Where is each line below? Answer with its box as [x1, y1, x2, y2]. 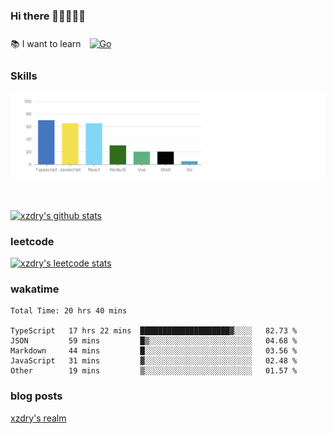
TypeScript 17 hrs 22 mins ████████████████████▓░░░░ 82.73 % [10, 326, 298, 336]
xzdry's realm [10, 412, 67, 424]
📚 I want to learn [10, 38, 82, 50]
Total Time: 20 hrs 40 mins [10, 306, 128, 316]
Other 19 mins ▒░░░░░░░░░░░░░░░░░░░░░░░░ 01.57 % [10, 366, 298, 376]
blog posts [10, 389, 63, 403]
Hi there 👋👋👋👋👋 [10, 9, 87, 23]
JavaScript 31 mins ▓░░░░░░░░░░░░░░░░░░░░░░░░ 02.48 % [10, 356, 298, 366]
